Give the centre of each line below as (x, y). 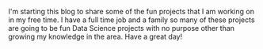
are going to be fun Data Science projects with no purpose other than (122, 28)
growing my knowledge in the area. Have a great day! (95, 36)
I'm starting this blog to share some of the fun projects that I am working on (131, 11)
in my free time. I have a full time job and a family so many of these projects (131, 20)
